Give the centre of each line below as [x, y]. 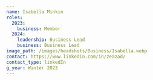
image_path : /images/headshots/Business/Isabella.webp [77, 51]
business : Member [39, 29]
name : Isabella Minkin [35, 12]
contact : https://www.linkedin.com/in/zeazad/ [66, 57]
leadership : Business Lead [51, 40]
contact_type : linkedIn [36, 62]
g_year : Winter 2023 [32, 68]
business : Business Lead [48, 46]
